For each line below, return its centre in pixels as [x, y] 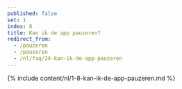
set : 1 [17, 20]
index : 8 [20, 26]
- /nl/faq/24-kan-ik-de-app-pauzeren [68, 59]
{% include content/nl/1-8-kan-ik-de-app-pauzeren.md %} [91, 78]
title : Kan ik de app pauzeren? [54, 33]
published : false [32, 13]
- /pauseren [31, 52]
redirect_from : [29, 39]
